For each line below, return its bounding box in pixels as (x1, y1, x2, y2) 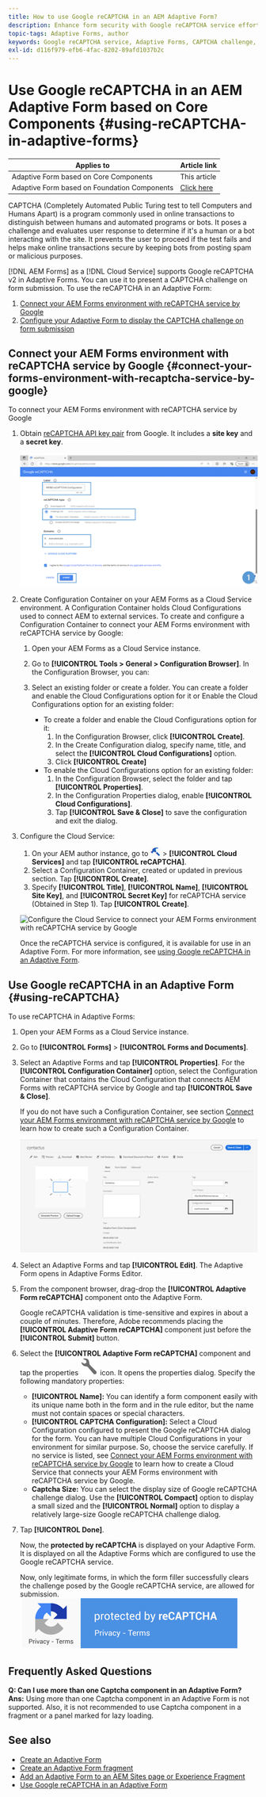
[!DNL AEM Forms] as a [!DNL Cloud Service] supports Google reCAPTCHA (8, 266, 254, 276)
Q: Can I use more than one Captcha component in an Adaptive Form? (8, 1685, 242, 1696)
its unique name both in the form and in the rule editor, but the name (31, 1400, 254, 1410)
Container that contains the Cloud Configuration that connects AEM (19, 1075, 241, 1084)
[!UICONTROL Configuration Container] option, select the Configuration (19, 1066, 258, 1076)
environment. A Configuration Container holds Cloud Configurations (19, 603, 241, 613)
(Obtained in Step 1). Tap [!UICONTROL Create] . (31, 900, 190, 909)
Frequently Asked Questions (8, 1665, 153, 1678)
